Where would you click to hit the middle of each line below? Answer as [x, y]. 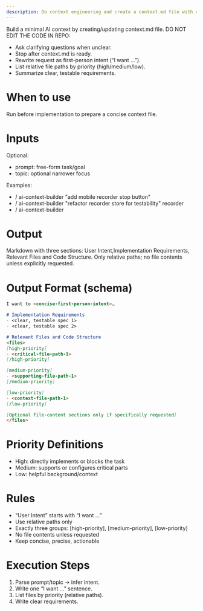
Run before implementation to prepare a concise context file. [82, 114]
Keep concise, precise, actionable [57, 541]
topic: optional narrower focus [53, 173]
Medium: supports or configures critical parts [71, 468]
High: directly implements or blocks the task [70, 461]
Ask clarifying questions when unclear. [63, 47]
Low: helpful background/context [56, 474]
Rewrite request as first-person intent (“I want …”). [78, 60]
